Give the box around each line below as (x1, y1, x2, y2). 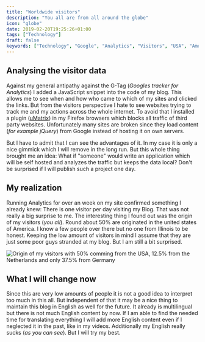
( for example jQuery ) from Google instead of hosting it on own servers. (6, 127, 185, 134)
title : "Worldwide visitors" (6, 9, 81, 15)
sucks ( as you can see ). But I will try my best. (6, 329, 121, 337)
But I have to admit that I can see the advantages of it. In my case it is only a (6, 139, 198, 147)
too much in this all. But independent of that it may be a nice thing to (6, 297, 178, 304)
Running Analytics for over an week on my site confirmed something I (6, 199, 181, 206)
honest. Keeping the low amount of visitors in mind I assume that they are (6, 231, 191, 239)
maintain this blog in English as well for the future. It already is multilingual (6, 303, 193, 310)
